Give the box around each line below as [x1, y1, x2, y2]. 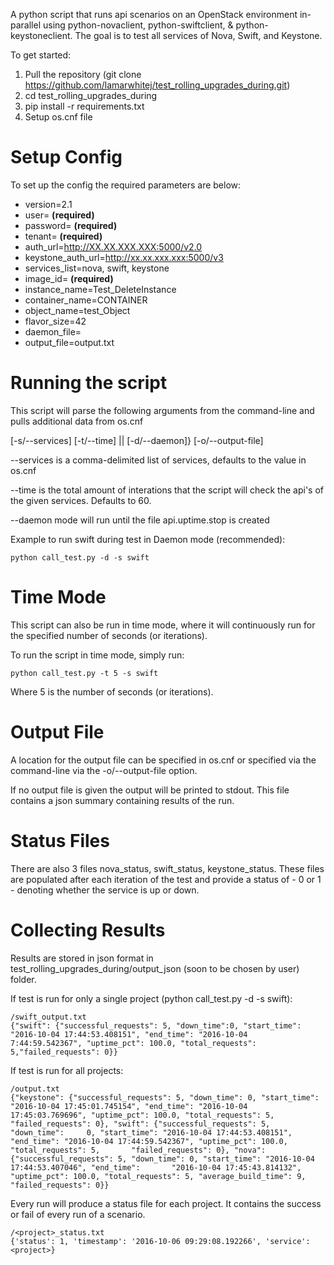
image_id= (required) [24, 272, 114, 284]
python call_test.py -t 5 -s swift [10, 668, 159, 678]
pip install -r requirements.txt [24, 100, 145, 112]
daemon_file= [24, 325, 82, 338]
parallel [10, 19, 42, 31]
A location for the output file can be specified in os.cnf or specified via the [10, 754, 317, 766]
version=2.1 [24, 198, 73, 210]
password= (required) [24, 219, 118, 231]
